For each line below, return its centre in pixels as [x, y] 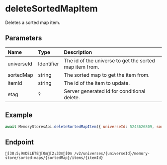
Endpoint [19, 142]
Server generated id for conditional [105, 91]
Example [19, 115]
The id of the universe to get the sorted [109, 60]
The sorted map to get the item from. [107, 75]
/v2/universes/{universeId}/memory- [112, 154]
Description [78, 52]
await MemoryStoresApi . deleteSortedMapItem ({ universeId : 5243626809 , [80, 127]
